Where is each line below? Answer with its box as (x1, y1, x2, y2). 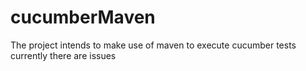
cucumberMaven (10, 6, 156, 29)
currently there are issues (10, 49, 117, 61)
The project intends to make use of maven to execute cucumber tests (10, 39, 297, 51)
